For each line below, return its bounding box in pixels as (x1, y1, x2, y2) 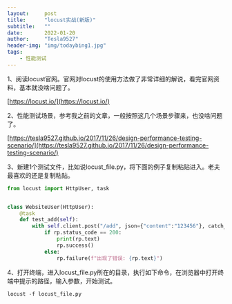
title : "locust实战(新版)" (7, 17, 97, 23)
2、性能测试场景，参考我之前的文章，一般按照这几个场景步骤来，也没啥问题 (7, 111, 223, 119)
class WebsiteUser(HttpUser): (7, 203, 95, 210)
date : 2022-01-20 (7, 29, 76, 37)
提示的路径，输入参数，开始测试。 (19, 276, 116, 285)
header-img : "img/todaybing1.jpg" (7, 42, 107, 49)
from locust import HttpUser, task (7, 185, 110, 192)
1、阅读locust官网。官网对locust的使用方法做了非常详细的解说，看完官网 (7, 74, 214, 83)
